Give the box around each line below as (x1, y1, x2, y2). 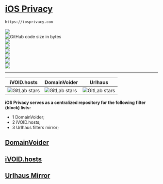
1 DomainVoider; (12, 114, 45, 120)
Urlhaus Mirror (5, 171, 50, 180)
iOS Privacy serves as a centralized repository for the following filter (5, 100, 146, 105)
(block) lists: (5, 104, 31, 110)
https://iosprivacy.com (5, 19, 53, 24)
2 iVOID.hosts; (12, 119, 41, 125)
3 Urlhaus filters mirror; (12, 124, 59, 130)
